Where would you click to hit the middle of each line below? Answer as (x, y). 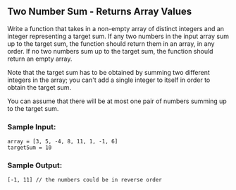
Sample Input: (32, 126)
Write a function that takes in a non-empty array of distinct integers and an (116, 28)
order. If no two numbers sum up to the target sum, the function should (110, 51)
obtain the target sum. (39, 87)
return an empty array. (40, 59)
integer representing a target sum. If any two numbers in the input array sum (118, 36)
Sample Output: (35, 165)
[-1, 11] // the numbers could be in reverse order (85, 180)
